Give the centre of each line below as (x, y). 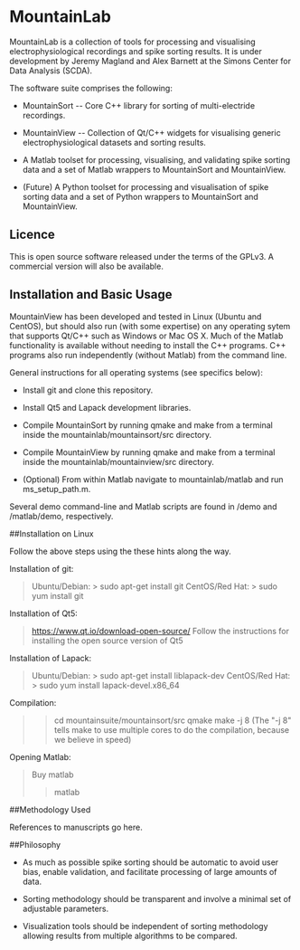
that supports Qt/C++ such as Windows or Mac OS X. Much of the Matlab (146, 336)
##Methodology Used (50, 809)
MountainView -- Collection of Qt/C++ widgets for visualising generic (152, 132)
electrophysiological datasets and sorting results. (114, 142)
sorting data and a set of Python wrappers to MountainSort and (141, 196)
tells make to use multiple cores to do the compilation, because (172, 729)
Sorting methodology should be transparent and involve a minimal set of (157, 898)
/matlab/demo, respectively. (61, 516)
